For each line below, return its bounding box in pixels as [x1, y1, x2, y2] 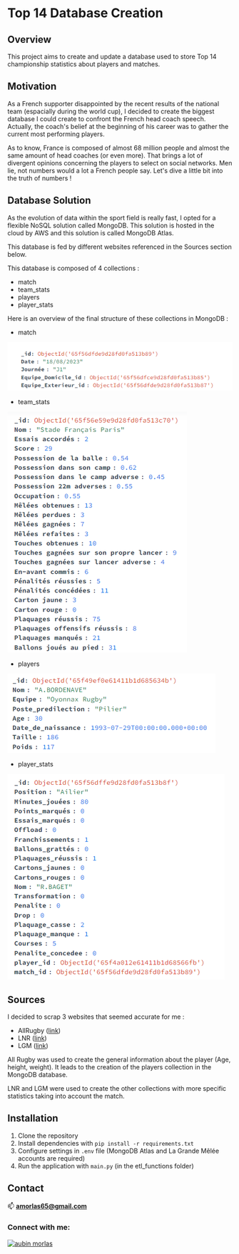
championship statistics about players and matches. [7, 60, 161, 68]
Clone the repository [17, 1131, 78, 1140]
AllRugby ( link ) [17, 1027, 61, 1035]
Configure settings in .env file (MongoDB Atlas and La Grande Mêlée [17, 1146, 220, 1155]
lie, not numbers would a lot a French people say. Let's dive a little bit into [7, 166, 223, 175]
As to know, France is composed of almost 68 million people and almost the [7, 143, 230, 152]
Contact [7, 1182, 44, 1195]
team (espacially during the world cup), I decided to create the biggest [7, 107, 215, 115]
